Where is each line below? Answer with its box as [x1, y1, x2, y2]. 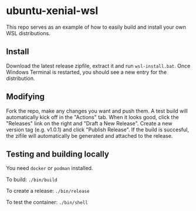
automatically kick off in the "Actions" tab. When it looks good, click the [6, 113, 179, 121]
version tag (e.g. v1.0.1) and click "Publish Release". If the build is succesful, [6, 126, 190, 133]
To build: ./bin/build [6, 176, 58, 183]
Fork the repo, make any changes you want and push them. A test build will [6, 107, 188, 114]
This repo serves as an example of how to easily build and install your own [6, 23, 186, 30]
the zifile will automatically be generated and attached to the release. [6, 132, 173, 139]
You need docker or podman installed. [6, 165, 93, 172]
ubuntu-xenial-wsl [6, 4, 99, 18]
